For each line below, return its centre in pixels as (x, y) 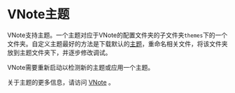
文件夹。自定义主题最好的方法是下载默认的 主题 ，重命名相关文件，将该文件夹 (117, 43)
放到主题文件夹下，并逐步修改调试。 (59, 52)
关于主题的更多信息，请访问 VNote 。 (61, 82)
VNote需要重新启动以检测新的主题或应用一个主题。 (81, 67)
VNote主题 (38, 14)
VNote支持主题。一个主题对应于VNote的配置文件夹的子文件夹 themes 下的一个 (117, 35)
